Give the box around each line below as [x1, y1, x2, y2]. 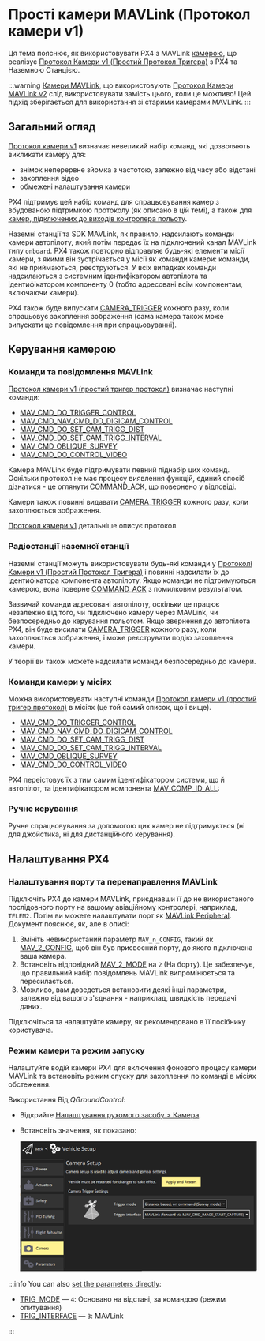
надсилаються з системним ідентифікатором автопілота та [8, 271, 207, 280]
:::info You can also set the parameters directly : [8, 1279, 162, 1289]
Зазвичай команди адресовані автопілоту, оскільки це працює [8, 599, 220, 609]
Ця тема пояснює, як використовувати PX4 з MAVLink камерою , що [8, 48, 237, 58]
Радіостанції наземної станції [8, 541, 129, 552]
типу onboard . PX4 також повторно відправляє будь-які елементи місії [8, 246, 245, 255]
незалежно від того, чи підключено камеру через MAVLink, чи [8, 607, 218, 617]
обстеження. [8, 1080, 51, 1089]
